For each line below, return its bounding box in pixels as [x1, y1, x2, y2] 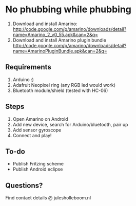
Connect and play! [12, 132, 52, 138]
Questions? [5, 181, 43, 190]
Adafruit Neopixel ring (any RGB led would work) [12, 82, 116, 88]
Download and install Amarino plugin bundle [12, 37, 106, 43]
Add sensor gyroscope [12, 127, 62, 133]
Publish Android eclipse [12, 166, 63, 173]
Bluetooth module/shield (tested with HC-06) [12, 87, 108, 93]
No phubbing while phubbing [5, 4, 132, 15]
